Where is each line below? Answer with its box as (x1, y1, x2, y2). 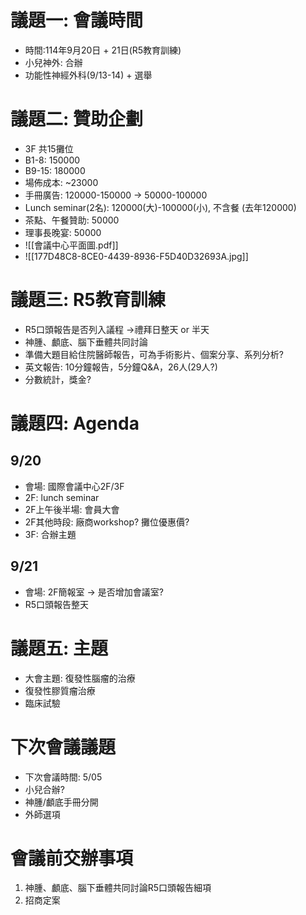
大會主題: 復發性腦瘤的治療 (24, 672, 136, 684)
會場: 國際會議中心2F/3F (24, 480, 125, 492)
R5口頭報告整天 (24, 598, 90, 610)
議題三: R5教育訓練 (10, 289, 166, 311)
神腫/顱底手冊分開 (24, 796, 99, 808)
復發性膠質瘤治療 (24, 684, 96, 696)
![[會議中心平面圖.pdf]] (24, 239, 119, 251)
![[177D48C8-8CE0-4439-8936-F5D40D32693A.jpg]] (24, 250, 249, 262)
